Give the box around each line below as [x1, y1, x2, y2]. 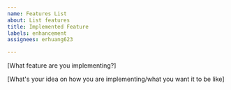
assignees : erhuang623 [7, 36, 73, 43]
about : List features [7, 17, 70, 24]
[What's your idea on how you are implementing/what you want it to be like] [7, 75, 225, 84]
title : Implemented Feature [7, 23, 89, 30]
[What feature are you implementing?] [7, 61, 117, 70]
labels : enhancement [7, 29, 68, 37]
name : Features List [7, 10, 68, 17]
